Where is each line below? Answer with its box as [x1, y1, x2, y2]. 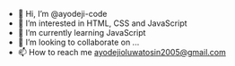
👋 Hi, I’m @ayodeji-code [17, 9, 108, 19]
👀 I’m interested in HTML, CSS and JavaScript [17, 18, 187, 29]
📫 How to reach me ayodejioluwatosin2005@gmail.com [17, 47, 226, 57]
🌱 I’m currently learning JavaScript [17, 28, 146, 37]
